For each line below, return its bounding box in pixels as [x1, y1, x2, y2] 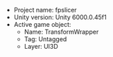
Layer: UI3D [24, 43, 59, 50]
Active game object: [13, 21, 71, 28]
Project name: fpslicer [13, 6, 78, 14]
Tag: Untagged [24, 35, 67, 43]
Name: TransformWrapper [24, 27, 99, 36]
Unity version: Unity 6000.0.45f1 [13, 13, 107, 21]
